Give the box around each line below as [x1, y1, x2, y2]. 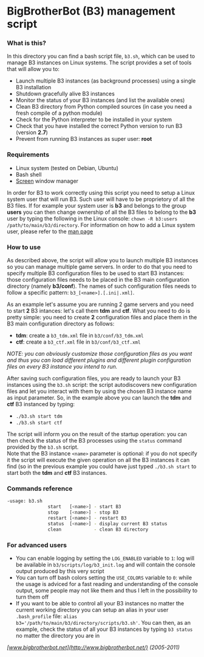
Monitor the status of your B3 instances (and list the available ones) [15, 97, 185, 104]
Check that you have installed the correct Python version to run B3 [15, 123, 183, 130]
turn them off [15, 593, 49, 601]
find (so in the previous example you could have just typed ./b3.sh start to [7, 463, 197, 470]
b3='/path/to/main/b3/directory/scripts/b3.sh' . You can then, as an [15, 619, 191, 626]
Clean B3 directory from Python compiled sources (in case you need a [15, 103, 192, 111]
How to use [7, 243, 41, 251]
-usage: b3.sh [7, 498, 43, 505]
